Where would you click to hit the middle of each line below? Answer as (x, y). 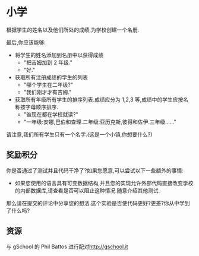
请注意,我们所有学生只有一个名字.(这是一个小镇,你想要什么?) (79, 134)
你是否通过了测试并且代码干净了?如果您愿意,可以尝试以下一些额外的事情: (95, 170)
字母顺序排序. (42, 107)
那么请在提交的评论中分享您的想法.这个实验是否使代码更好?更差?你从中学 (96, 203)
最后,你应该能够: (26, 42)
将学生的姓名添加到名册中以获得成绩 (59, 55)
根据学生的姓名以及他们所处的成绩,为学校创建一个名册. (73, 30)
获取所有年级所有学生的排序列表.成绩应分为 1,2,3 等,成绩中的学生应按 (99, 99)
